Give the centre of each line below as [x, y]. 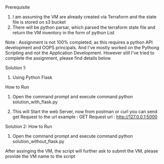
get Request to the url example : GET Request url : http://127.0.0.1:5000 [85, 117]
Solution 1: [16, 68]
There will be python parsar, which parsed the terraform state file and [84, 27]
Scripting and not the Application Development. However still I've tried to [80, 53]
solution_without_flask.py [38, 141]
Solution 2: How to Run [29, 126]
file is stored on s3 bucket [39, 22]
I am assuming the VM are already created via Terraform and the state [84, 17]
